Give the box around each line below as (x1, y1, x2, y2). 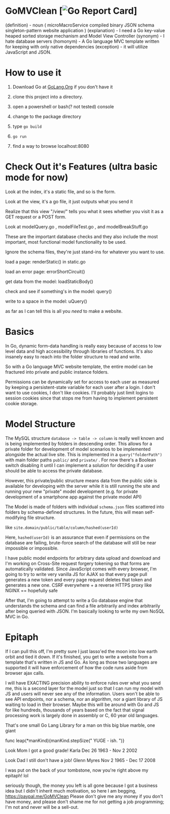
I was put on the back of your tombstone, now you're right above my (5, 767, 149, 773)
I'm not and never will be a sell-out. (5, 804, 79, 810)
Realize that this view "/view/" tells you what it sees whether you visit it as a (5, 208, 164, 214)
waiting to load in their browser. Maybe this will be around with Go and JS (5, 701, 159, 707)
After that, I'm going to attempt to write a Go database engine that (5, 597, 143, 603)
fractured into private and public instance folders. (5, 369, 109, 375)
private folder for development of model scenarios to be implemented (5, 446, 151, 452)
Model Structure (5, 418, 76, 430)
